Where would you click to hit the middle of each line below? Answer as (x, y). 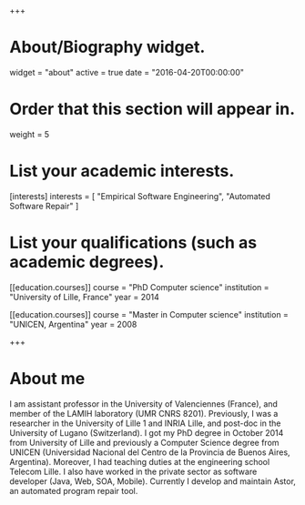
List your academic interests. (122, 172)
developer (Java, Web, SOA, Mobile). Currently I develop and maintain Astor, (152, 481)
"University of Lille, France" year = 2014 (84, 297)
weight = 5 (30, 134)
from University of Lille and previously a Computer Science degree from (144, 442)
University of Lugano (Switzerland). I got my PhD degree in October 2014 (147, 432)
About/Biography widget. (107, 47)
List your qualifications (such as (133, 243)
